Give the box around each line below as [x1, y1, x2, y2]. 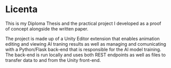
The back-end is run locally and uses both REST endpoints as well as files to [5, 52, 166, 58]
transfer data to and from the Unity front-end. [5, 57, 101, 63]
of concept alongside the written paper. [5, 25, 88, 31]
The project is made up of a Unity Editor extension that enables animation [5, 36, 160, 42]
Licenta [5, 4, 38, 15]
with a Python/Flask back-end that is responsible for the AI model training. [5, 46, 162, 52]
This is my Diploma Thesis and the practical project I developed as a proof [5, 20, 162, 26]
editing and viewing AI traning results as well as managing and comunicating [5, 41, 166, 47]
